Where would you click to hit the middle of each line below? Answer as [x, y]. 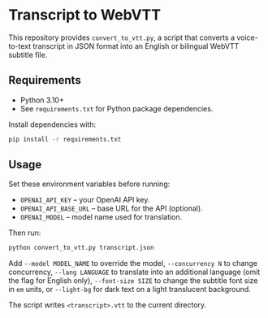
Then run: [25, 233]
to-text [20, 46]
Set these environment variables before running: [89, 184]
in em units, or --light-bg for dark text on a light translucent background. [130, 290]
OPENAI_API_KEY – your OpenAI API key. [85, 200]
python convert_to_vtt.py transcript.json [81, 248]
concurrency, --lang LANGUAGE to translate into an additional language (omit [134, 272]
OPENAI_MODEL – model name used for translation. [101, 217]
